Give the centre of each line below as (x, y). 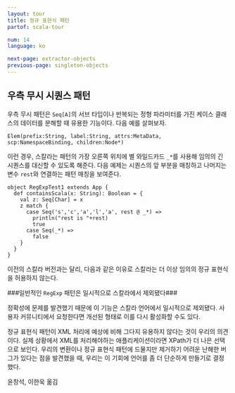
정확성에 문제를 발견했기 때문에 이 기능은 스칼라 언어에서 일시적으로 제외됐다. (113, 308)
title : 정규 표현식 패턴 (39, 20)
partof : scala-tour (36, 27)
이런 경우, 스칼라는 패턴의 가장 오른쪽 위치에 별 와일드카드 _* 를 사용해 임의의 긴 (115, 156)
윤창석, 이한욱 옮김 (33, 382)
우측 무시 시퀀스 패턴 (49, 96)
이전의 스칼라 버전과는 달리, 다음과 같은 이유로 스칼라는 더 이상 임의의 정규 (108, 269)
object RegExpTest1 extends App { (58, 187)
